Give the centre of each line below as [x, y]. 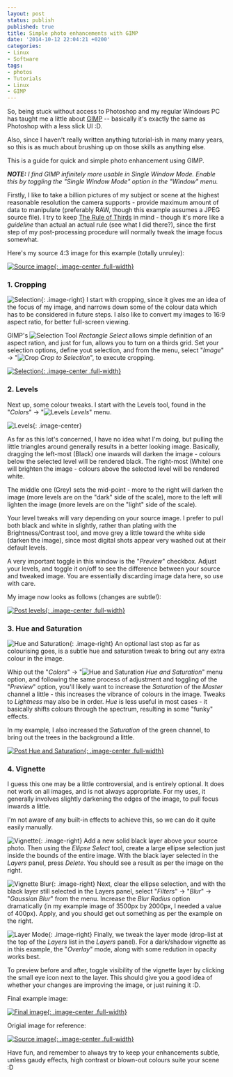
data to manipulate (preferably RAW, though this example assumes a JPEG [114, 210]
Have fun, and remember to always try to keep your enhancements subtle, [114, 1053]
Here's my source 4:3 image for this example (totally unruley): [96, 253]
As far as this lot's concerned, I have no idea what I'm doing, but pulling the [115, 439]
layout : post [26, 14]
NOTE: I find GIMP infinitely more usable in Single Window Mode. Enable [111, 174]
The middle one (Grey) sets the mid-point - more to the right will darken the [115, 490]
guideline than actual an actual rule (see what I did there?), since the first [112, 225]
